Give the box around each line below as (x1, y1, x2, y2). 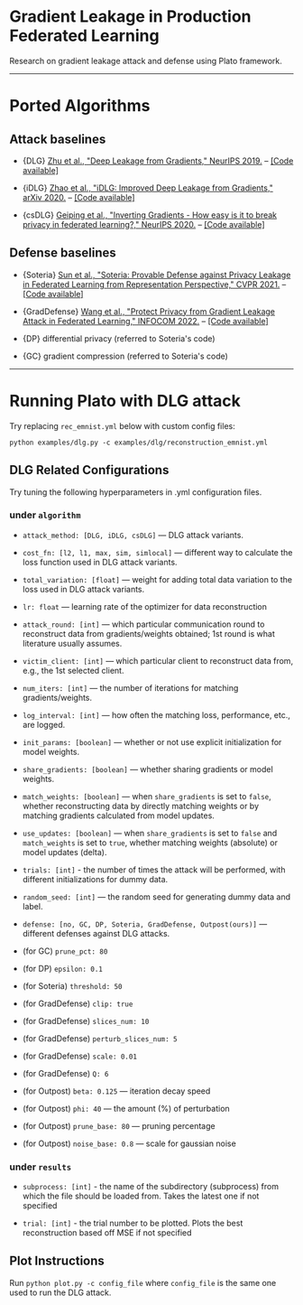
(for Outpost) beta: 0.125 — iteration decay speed (22, 1086, 211, 1096)
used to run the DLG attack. (9, 1287, 112, 1298)
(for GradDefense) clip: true (22, 998, 133, 1009)
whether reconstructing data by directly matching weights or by (22, 800, 260, 811)
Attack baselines (9, 131, 106, 146)
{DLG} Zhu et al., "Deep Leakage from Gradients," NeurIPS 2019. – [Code (22, 155, 294, 166)
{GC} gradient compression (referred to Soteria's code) (22, 350, 228, 361)
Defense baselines (9, 246, 117, 261)
